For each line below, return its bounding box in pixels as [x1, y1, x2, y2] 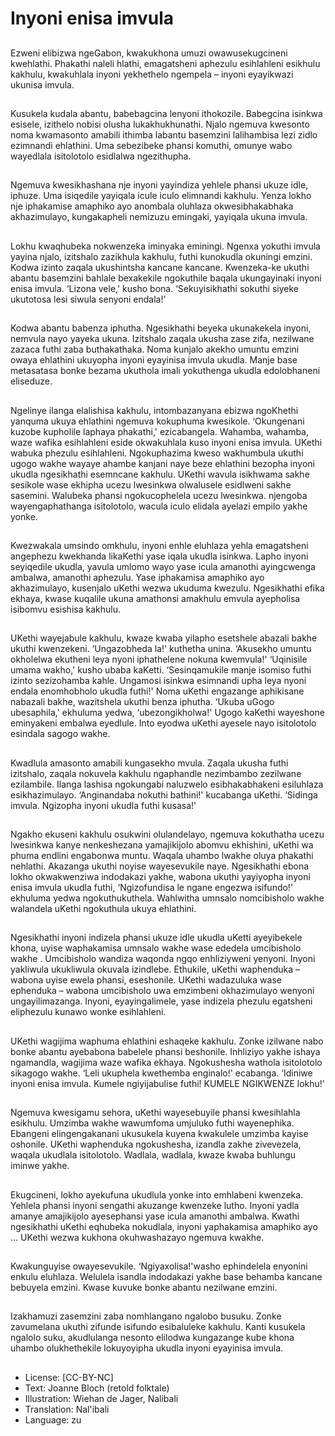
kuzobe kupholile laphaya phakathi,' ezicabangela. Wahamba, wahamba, [10, 425, 310, 437]
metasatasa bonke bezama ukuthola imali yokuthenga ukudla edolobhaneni [10, 365, 321, 377]
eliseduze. [10, 375, 53, 387]
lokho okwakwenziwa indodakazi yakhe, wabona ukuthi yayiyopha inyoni [10, 871, 311, 883]
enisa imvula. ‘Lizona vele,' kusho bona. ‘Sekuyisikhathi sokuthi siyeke [10, 282, 299, 294]
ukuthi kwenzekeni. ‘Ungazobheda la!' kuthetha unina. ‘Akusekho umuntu [10, 643, 312, 655]
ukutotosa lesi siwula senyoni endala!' [10, 293, 167, 305]
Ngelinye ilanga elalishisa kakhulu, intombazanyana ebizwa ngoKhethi [10, 404, 299, 416]
